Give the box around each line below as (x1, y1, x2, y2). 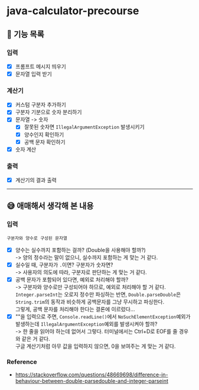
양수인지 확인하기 (24, 131, 64, 138)
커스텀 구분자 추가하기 (15, 101, 67, 108)
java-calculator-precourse (6, 4, 139, 18)
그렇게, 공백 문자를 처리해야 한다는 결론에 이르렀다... (15, 305, 135, 312)
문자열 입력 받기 (15, 70, 52, 78)
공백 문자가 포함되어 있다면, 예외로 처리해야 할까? (15, 276, 129, 283)
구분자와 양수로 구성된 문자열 (6, 235, 67, 241)
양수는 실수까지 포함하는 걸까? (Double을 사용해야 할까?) (15, 246, 146, 253)
